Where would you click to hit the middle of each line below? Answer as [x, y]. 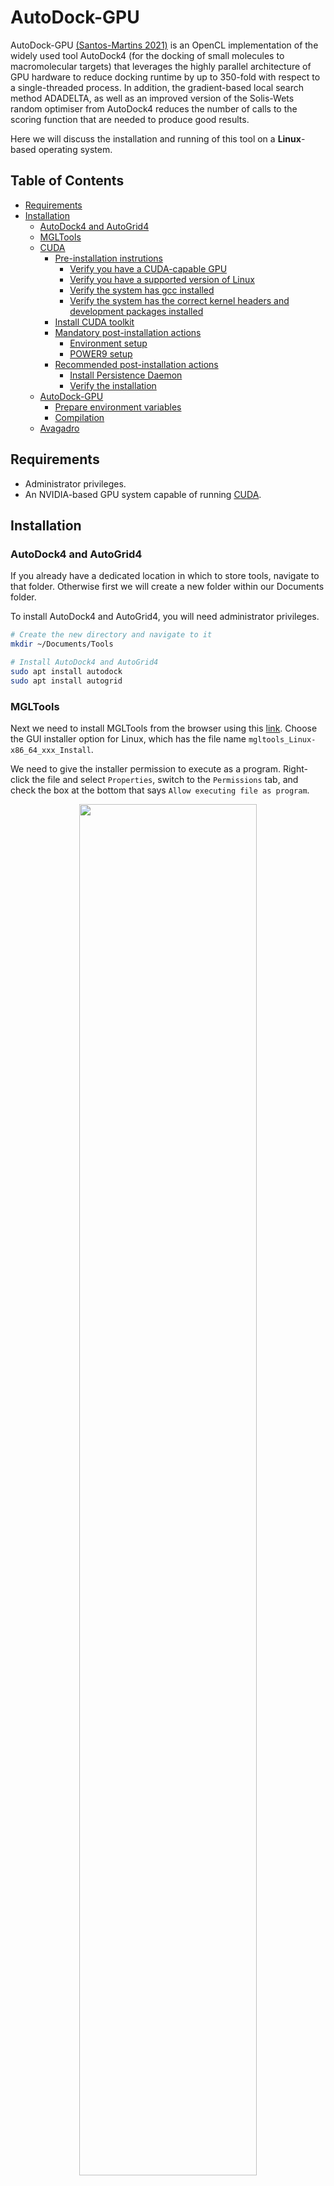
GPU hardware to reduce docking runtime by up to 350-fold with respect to [165, 77]
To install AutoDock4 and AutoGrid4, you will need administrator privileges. [165, 617]
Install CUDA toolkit [94, 322]
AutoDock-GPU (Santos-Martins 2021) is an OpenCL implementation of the [164, 45]
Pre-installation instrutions [108, 258]
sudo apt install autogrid [66, 681]
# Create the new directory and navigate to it [111, 635]
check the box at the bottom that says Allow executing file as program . [160, 790]
